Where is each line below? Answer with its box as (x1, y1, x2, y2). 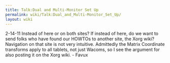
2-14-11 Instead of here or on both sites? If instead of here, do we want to (5, 31, 159, 37)
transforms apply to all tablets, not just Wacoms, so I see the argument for (5, 46, 160, 53)
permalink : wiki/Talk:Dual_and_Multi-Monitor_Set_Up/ (5, 12, 122, 17)
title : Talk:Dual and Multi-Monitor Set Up (5, 7, 99, 13)
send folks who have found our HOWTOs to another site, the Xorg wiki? (5, 36, 155, 42)
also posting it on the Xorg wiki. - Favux (5, 52, 88, 58)
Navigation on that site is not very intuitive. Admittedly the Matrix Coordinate (5, 41, 165, 47)
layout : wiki (5, 17, 33, 22)
